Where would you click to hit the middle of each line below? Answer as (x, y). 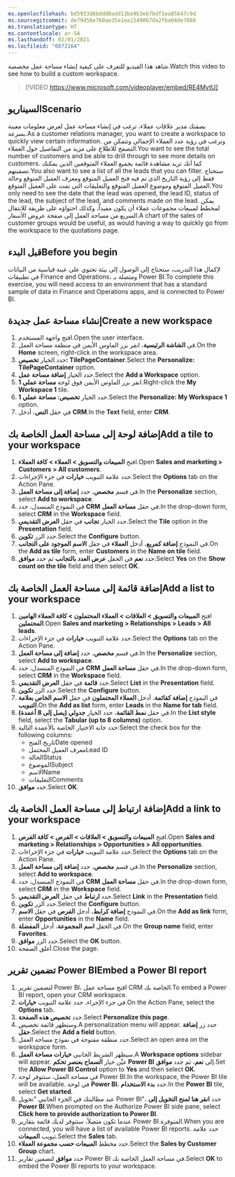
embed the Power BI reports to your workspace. (87, 1166)
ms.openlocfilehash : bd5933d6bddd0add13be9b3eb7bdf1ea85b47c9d (102, 14)
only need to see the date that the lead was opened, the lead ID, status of (114, 193)
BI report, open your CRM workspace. (73, 994)
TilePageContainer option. (57, 368)
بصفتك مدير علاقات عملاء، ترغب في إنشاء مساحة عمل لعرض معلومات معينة (107, 126)
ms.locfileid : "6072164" (44, 46)
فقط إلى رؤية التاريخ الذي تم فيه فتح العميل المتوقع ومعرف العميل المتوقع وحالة (111, 178)
